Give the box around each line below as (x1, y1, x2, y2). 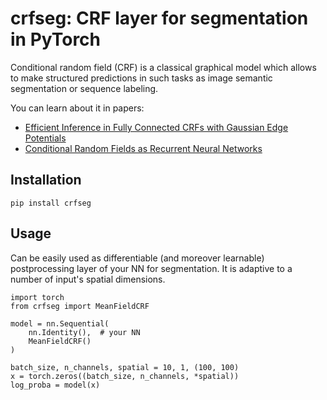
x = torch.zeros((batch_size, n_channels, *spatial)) (10, 371, 240, 381)
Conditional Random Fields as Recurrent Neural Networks (24, 142, 263, 154)
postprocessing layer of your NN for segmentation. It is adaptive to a (10, 262, 293, 274)
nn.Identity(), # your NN (28, 327, 141, 337)
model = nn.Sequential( (10, 318, 110, 329)
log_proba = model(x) (10, 380, 101, 390)
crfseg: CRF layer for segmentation (10, 7, 309, 30)
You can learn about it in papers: (10, 102, 145, 114)
